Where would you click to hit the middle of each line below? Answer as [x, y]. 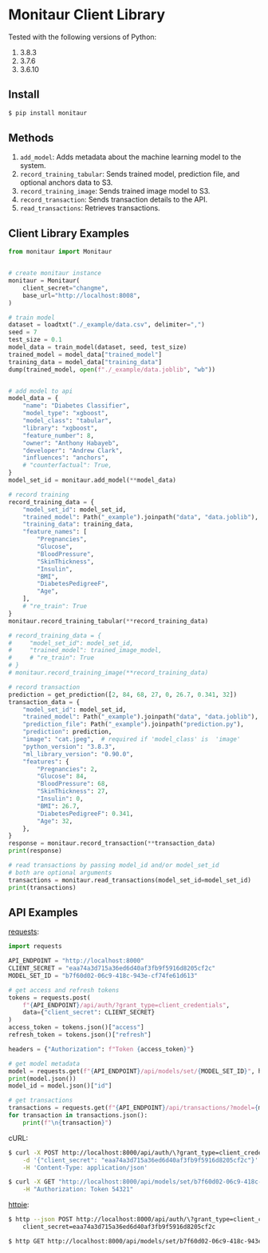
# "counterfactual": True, [67, 466]
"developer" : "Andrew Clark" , [73, 450]
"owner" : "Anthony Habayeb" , [71, 443]
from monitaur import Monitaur [60, 252]
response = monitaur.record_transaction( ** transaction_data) [112, 843]
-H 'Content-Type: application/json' [85, 1167]
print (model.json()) [43, 1079]
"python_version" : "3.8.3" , [69, 747]
